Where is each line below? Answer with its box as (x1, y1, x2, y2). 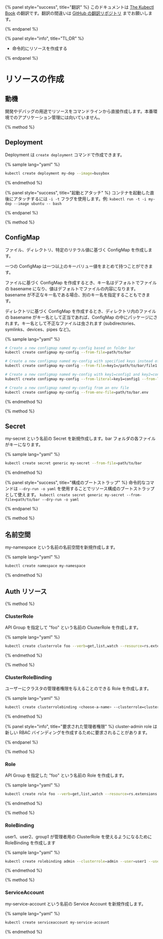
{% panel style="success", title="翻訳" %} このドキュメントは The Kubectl (5, 4, 154, 10)
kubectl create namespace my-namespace (5, 563, 86, 568)
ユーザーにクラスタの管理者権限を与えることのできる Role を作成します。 (5, 686, 151, 692)
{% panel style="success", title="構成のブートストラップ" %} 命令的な (5, 480, 146, 486)
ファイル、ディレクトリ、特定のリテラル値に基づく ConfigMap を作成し (5, 247, 148, 253)
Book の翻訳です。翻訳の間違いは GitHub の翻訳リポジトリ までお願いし (5, 10, 148, 16)
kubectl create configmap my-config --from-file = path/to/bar (5, 350, 131, 355)
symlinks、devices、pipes (5, 326, 58, 332)
